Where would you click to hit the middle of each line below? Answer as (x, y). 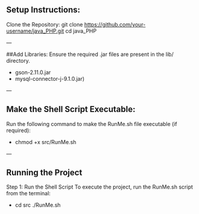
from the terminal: (29, 194)
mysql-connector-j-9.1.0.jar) (50, 78)
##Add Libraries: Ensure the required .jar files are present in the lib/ (90, 54)
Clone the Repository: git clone (45, 24)
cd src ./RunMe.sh (38, 205)
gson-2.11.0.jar (33, 72)
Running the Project (44, 173)
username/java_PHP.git (35, 31)
